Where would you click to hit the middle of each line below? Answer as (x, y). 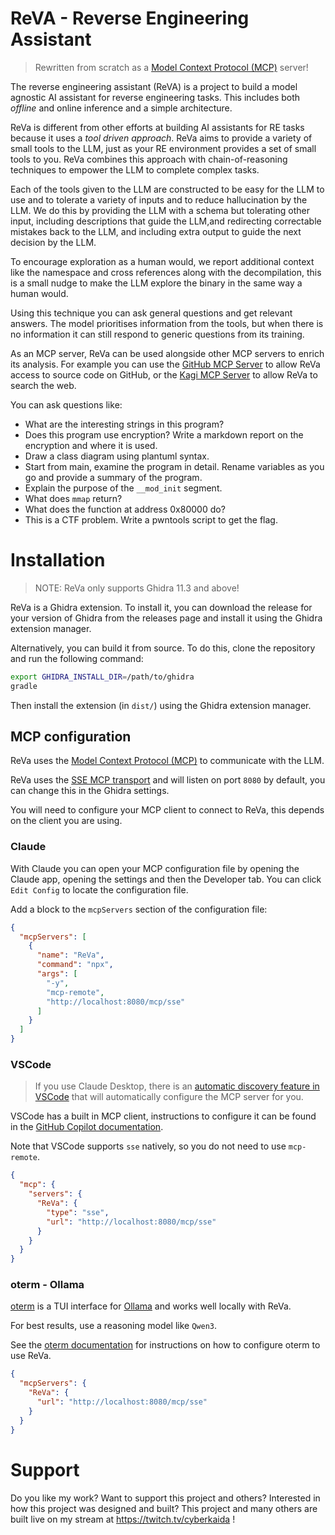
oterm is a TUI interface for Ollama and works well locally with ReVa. (151, 1306)
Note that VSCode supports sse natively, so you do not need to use (148, 1146)
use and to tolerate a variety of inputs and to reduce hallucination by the (159, 199)
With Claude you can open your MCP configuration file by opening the (155, 868)
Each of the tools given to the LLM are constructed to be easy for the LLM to (167, 189)
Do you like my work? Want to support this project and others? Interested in (165, 1498)
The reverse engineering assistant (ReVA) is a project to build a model (154, 86)
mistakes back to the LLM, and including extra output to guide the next (156, 231)
